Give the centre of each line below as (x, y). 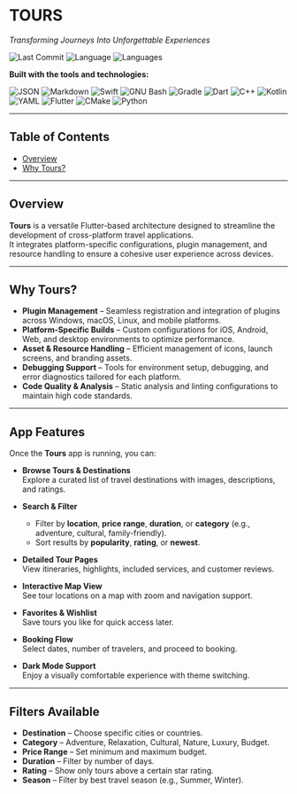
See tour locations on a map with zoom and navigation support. (137, 595)
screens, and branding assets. (77, 358)
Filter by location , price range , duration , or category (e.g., (143, 524)
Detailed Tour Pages (60, 560)
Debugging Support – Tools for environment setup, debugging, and (145, 368)
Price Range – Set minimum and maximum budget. (114, 751)
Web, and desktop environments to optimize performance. (128, 339)
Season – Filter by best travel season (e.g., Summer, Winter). (133, 780)
